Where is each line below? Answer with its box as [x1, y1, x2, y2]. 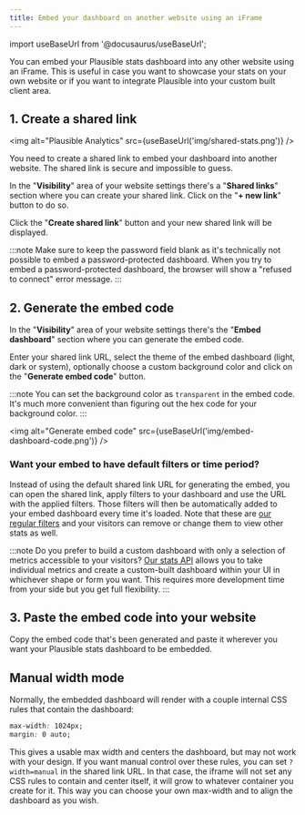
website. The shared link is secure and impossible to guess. [9, 163, 234, 174]
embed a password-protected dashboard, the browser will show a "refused [9, 264, 292, 275]
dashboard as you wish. [9, 794, 99, 806]
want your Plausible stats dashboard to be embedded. [9, 644, 212, 655]
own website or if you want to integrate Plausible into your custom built [9, 75, 276, 87]
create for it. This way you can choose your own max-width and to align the [9, 785, 293, 796]
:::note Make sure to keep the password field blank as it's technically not [9, 245, 280, 256]
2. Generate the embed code [9, 300, 175, 315]
